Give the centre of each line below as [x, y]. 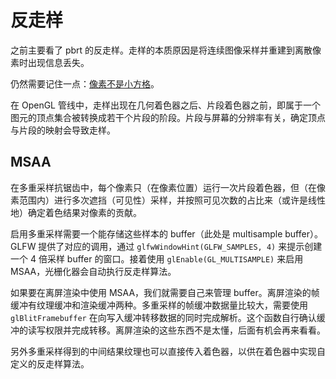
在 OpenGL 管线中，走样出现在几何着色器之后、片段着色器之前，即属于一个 [165, 105]
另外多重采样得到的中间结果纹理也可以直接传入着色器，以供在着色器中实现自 [168, 351]
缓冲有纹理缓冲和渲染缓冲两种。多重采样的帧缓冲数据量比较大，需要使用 [159, 305]
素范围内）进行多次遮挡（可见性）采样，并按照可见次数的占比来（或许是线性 [168, 200]
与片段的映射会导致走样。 [63, 130]
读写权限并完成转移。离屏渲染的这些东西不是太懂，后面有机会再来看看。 [176, 330]
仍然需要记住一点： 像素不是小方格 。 [85, 83]
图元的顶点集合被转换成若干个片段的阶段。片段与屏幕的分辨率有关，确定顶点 [168, 117]
